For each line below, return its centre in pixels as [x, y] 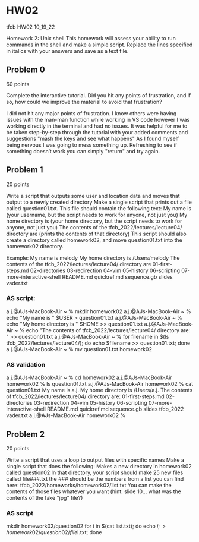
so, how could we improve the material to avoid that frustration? [84, 102]
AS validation [26, 364]
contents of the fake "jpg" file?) [45, 497]
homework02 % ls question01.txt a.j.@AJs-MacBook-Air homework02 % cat [100, 384]
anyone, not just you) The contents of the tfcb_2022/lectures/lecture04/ [94, 227]
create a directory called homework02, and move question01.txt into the [94, 240]
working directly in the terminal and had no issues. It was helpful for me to [97, 126]
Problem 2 [26, 434]
